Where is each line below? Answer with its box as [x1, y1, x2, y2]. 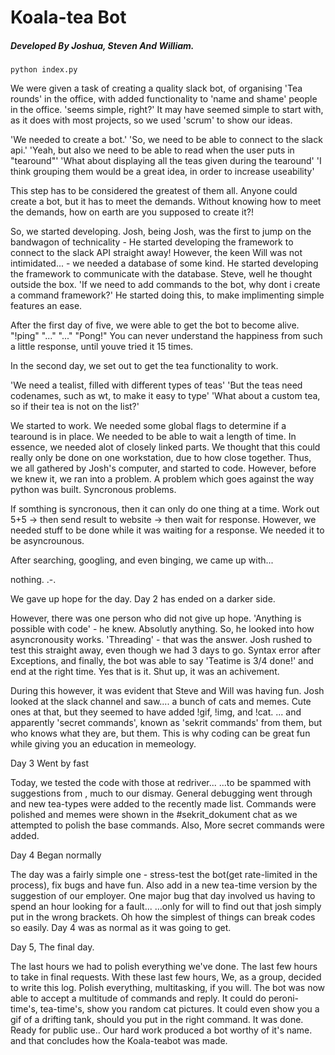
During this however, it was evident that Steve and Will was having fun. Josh [10, 685, 325, 697]
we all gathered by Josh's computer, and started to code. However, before [10, 462, 317, 475]
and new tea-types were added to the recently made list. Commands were [10, 798, 317, 810]
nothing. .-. [10, 574, 57, 586]
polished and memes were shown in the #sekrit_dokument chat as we [10, 809, 298, 821]
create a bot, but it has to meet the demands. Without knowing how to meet [10, 196, 322, 208]
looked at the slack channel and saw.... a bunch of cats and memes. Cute [10, 696, 312, 708]
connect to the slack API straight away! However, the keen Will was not [10, 247, 303, 259]
